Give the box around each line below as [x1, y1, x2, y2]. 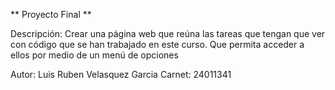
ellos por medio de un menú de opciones [10, 49, 179, 61]
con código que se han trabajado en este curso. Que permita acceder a [10, 39, 305, 50]
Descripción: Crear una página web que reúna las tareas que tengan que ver [10, 28, 326, 39]
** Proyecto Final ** [10, 9, 92, 20]
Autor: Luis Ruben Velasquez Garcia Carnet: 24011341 [10, 69, 232, 80]
